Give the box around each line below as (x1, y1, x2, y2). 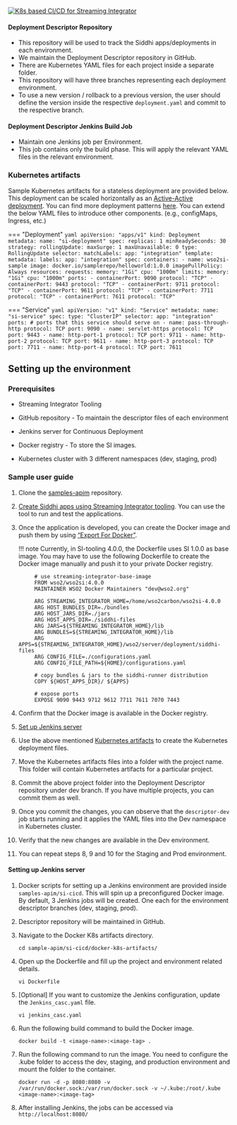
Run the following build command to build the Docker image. (18, 1023, 195, 1033)
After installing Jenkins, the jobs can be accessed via (18, 1103, 174, 1112)
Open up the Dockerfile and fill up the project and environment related (18, 956, 223, 966)
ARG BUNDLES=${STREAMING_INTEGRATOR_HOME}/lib (34, 628, 174, 636)
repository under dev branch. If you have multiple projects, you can (18, 786, 214, 794)
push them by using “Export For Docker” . (18, 530, 138, 539)
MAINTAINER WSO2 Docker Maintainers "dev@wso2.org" (34, 585, 190, 592)
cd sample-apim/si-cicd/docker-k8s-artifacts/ (18, 944, 158, 951)
